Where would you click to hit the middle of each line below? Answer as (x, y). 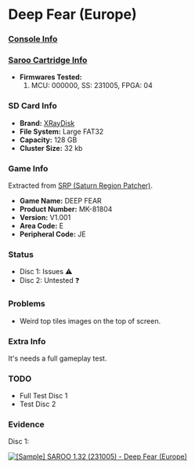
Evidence (26, 424)
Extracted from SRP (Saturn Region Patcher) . (81, 185)
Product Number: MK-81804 (66, 209)
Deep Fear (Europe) (72, 15)
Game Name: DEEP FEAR (60, 201)
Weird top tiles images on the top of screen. (90, 321)
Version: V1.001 (45, 217)
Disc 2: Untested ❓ (49, 280)
